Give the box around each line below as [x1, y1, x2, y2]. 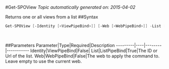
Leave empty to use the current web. [5, 58, 82, 64]
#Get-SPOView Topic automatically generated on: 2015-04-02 [5, 4, 136, 10]
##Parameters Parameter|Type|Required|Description [5, 42, 115, 48]
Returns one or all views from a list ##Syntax [5, 14, 98, 19]
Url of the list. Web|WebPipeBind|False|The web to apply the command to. [5, 52, 160, 59]
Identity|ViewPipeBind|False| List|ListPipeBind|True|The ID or [30, 47, 158, 53]
